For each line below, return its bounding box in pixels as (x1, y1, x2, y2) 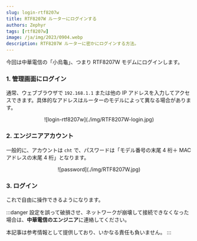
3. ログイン (6, 181, 38, 189)
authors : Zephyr (6, 22, 46, 28)
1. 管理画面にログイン (6, 75, 67, 83)
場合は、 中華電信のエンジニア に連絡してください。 (6, 216, 130, 223)
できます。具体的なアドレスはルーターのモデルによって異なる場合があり (11, 97, 186, 104)
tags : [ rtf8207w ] (6, 28, 49, 34)
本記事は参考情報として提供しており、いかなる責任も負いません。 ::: (6, 229, 172, 236)
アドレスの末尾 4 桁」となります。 (6, 154, 90, 161)
